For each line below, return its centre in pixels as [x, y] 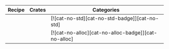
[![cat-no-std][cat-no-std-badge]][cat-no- [105, 18]
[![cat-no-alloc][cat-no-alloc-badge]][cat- [104, 33]
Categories [106, 10]
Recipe [16, 10]
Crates [38, 10]
